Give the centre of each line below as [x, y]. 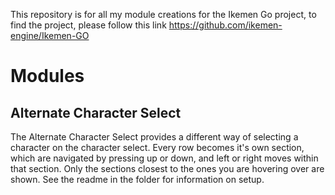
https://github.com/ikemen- [225, 25]
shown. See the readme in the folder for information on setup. [137, 179]
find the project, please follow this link [88, 25]
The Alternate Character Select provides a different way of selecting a [154, 137]
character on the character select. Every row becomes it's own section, [157, 147]
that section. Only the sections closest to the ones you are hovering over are [167, 168]
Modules [47, 76]
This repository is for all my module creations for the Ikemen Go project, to [163, 14]
